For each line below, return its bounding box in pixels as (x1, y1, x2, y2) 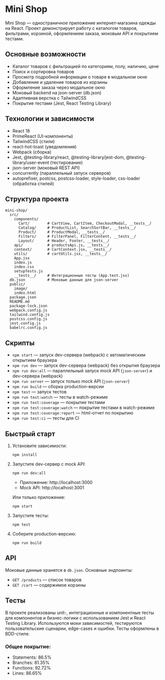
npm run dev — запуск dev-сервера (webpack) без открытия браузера (12, 362, 160, 368)
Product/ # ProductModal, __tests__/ (18, 230, 106, 235)
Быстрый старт (5, 429, 55, 438)
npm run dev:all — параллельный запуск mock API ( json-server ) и (12, 368, 153, 374)
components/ (14, 217, 39, 222)
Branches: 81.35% (12, 659, 50, 666)
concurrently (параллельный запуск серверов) (12, 170, 111, 176)
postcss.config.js (9, 317, 48, 322)
